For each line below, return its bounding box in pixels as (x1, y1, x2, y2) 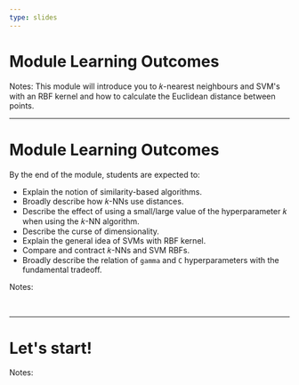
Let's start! (9, 338, 93, 358)
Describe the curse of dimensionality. (21, 226, 160, 237)
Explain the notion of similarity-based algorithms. (21, 186, 203, 197)
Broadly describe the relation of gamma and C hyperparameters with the (21, 254, 279, 265)
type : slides (9, 12, 58, 22)
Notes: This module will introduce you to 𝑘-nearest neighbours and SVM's (9, 81, 280, 92)
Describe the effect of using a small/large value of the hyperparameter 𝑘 (21, 205, 287, 216)
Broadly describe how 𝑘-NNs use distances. (21, 196, 184, 206)
